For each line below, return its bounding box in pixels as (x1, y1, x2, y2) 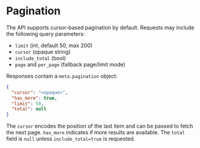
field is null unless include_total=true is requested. (6, 135, 136, 143)
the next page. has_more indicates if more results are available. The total (6, 129, 185, 136)
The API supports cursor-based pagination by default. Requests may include (6, 24, 195, 31)
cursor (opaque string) (14, 48, 71, 55)
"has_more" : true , (11, 95, 58, 101)
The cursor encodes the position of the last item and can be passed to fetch (6, 122, 193, 129)
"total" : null (11, 106, 47, 112)
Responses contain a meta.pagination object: (6, 72, 118, 79)
